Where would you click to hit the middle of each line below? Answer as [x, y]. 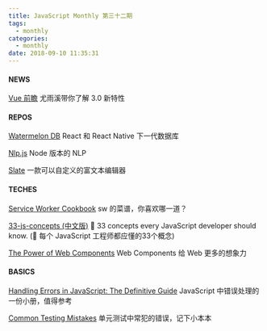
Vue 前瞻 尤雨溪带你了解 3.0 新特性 [67, 98]
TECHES [23, 189]
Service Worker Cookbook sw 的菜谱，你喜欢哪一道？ [98, 208]
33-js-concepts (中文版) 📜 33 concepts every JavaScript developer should [132, 225]
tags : [17, 23]
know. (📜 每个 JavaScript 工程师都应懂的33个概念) [92, 236]
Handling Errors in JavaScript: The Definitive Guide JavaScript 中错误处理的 [134, 291]
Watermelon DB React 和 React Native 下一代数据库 [94, 136]
